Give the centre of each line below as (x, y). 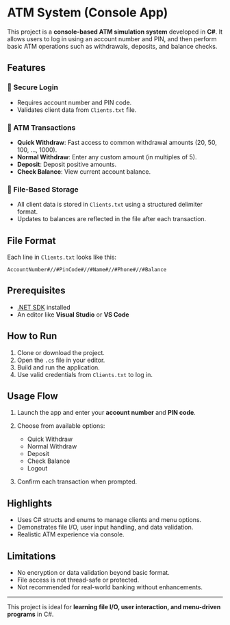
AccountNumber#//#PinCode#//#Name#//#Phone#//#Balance (87, 270)
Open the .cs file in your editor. (61, 360)
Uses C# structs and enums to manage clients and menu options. (109, 520)
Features (26, 68)
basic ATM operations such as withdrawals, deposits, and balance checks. (112, 46)
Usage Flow (33, 396)
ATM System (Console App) (88, 13)
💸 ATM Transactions (41, 127)
